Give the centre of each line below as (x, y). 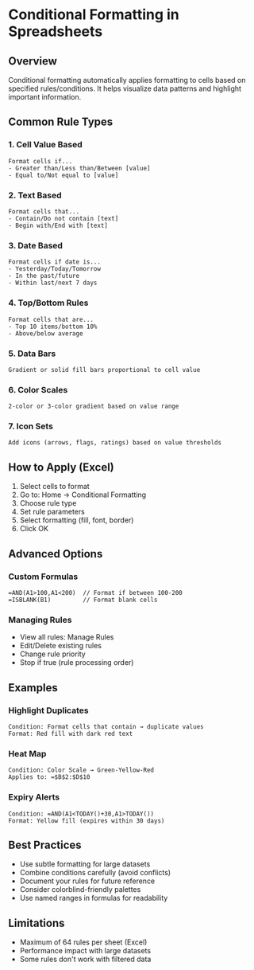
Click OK (34, 529)
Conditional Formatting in (94, 15)
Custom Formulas (43, 577)
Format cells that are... (51, 319)
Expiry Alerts (34, 797)
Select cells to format (54, 487)
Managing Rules (40, 620)
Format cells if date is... (55, 262)
